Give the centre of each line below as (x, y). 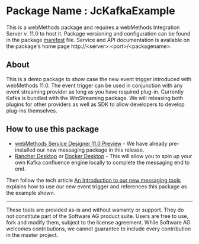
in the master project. (32, 235)
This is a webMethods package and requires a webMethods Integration (93, 27)
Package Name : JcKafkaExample (91, 11)
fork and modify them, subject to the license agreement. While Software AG (98, 222)
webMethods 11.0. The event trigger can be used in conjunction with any (94, 85)
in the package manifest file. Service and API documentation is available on (98, 40)
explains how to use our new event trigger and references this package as (97, 186)
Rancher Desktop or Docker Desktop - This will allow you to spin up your (103, 156)
